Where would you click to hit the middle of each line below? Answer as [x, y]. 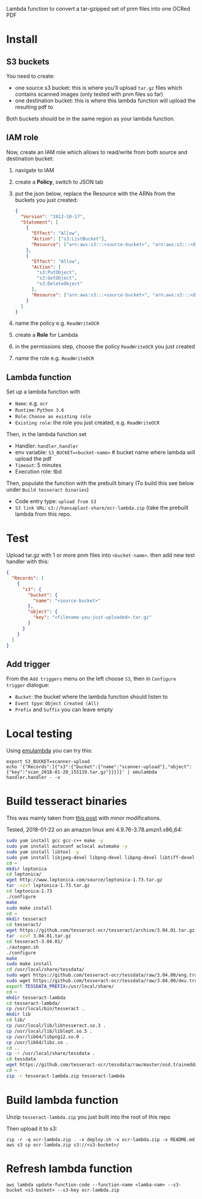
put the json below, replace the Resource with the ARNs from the [95, 193]
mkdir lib [19, 1015]
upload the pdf [33, 459]
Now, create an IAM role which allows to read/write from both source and [97, 152]
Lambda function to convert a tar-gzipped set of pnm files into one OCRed [98, 9]
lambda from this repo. [43, 514]
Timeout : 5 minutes [38, 465]
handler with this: [28, 562]
